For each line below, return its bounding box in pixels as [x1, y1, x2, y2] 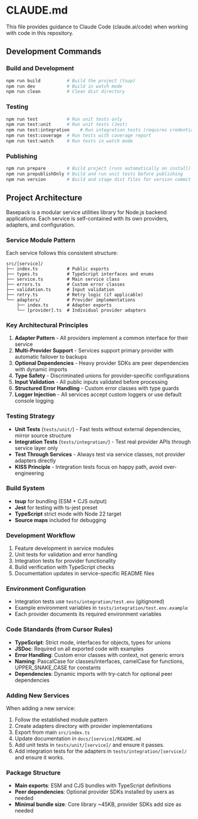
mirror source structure [14, 432, 72, 439]
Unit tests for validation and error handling [14, 551, 118, 558]
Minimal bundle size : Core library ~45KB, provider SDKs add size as [14, 801, 181, 808]
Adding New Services [6, 691, 70, 700]
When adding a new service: [6, 705, 75, 712]
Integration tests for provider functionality [14, 557, 116, 565]
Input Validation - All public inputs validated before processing [14, 378, 168, 386]
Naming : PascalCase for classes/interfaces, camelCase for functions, [14, 658, 184, 665]
